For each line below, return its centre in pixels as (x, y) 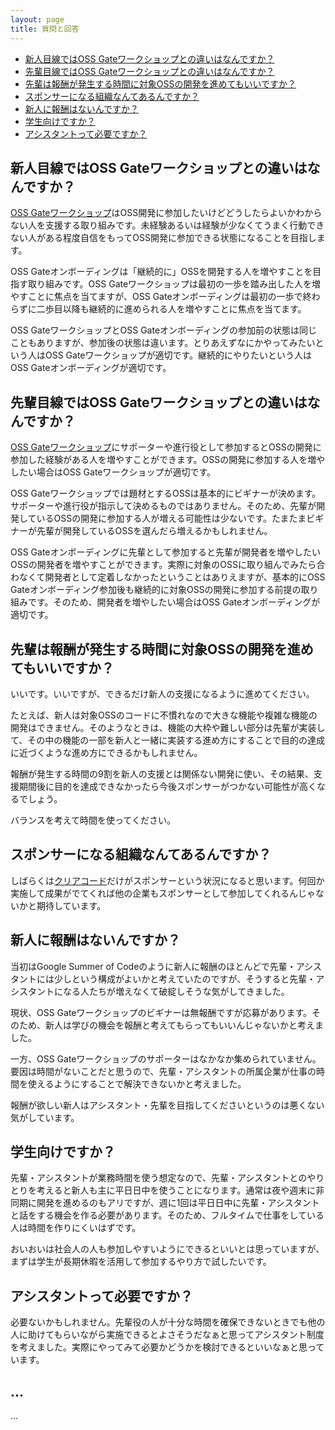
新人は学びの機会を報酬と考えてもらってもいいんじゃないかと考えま (184, 1025)
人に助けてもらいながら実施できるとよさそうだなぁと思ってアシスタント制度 (167, 1335)
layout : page (37, 19)
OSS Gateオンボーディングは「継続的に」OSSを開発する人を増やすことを (161, 272)
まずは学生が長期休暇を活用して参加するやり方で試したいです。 (141, 1262)
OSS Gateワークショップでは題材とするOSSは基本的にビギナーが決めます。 (166, 493)
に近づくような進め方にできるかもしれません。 (106, 752)
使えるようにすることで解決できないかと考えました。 (137, 1083)
